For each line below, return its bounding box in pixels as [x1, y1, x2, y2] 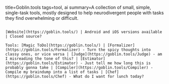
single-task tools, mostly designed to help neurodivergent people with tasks [5, 10, 164, 16]
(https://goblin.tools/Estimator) [5, 61, 79, 66]
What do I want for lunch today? [73, 74, 144, 79]
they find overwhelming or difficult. [5, 15, 79, 21]
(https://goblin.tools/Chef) [5, 74, 67, 79]
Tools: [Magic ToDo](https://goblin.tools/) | [5, 43, 106, 48]
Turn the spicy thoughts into [87, 47, 151, 52]
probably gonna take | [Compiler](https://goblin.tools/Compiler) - [5, 65, 153, 70]
